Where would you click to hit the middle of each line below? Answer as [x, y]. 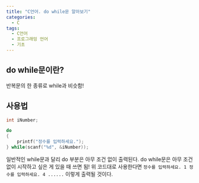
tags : [13, 28]
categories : [21, 17]
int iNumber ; [22, 120]
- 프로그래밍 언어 [30, 39]
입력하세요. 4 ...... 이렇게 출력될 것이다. [65, 174]
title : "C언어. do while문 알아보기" [48, 12]
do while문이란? [35, 70]
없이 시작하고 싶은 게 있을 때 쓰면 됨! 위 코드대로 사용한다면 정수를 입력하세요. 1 [97, 166]
